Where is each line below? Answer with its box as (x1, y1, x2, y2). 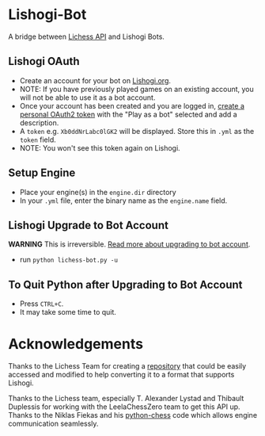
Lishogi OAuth (8, 55, 81, 68)
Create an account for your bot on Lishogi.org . (19, 75, 172, 85)
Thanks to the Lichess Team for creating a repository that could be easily (8, 361, 247, 371)
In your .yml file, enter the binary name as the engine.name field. (19, 196, 228, 205)
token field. (19, 135, 57, 144)
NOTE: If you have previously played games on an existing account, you (19, 84, 255, 94)
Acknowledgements (8, 335, 144, 354)
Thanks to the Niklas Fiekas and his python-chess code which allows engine (8, 411, 258, 420)
